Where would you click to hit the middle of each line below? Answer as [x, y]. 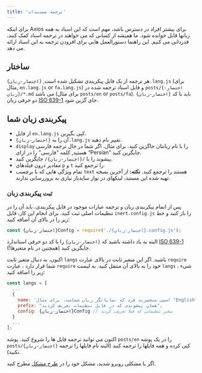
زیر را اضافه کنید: [26, 272]
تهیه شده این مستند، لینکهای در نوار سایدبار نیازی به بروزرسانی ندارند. [93, 178]
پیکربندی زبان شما [37, 119]
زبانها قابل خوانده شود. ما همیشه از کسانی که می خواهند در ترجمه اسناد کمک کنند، [99, 35]
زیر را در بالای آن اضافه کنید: [38, 219]
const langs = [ [27, 283]
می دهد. [16, 48]
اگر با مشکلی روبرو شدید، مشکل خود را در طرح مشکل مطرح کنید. [82, 363]
